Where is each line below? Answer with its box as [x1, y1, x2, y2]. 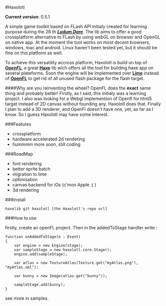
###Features [5, 121, 31, 127]
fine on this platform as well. [5, 50, 63, 56]
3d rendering [12, 187, 39, 193]
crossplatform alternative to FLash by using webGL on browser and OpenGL [5, 34, 161, 40]
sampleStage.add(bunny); [14, 282, 65, 287]
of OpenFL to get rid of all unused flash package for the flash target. [5, 76, 145, 81]
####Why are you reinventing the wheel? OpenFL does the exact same [5, 85, 151, 91]
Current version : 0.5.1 [5, 14, 50, 19]
